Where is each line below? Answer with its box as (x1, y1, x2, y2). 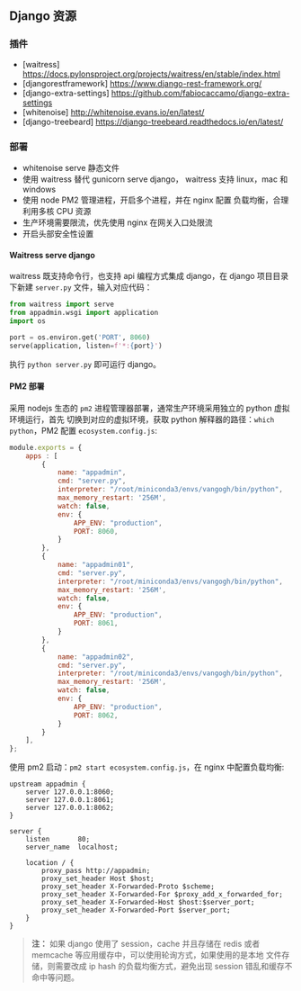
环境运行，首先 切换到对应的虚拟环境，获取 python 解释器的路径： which (9, 413, 275, 425)
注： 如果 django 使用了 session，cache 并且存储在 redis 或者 (31, 939, 261, 950)
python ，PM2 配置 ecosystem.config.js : (9, 425, 158, 436)
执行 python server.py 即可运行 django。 (9, 358, 162, 369)
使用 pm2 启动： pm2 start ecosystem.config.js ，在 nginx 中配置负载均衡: (9, 761, 285, 772)
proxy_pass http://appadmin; (41, 867, 151, 876)
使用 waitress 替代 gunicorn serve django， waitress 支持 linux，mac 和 (22, 174, 288, 185)
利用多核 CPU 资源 (22, 205, 92, 216)
